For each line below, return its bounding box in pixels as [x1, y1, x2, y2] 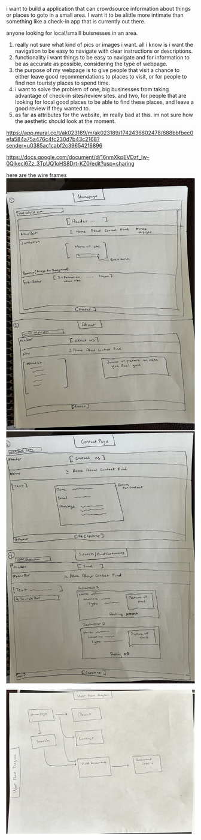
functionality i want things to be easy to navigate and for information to [14, 54, 190, 61]
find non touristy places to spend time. [14, 79, 111, 86]
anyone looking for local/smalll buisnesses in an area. [6, 29, 138, 37]
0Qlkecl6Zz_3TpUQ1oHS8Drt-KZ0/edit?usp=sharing [6, 160, 135, 167]
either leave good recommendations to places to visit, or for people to [14, 73, 187, 80]
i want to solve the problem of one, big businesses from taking [14, 86, 169, 92]
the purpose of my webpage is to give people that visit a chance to [14, 67, 180, 74]
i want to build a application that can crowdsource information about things [6, 5, 191, 12]
